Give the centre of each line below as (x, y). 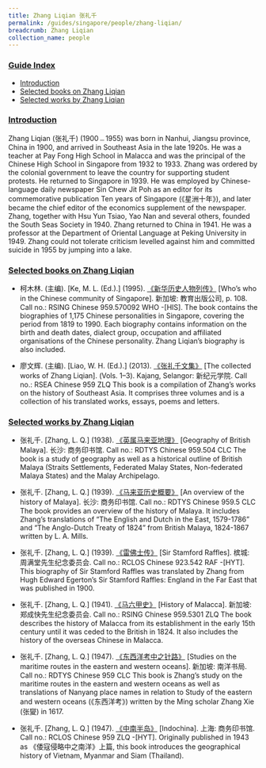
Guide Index (32, 66)
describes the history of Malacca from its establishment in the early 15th (137, 624)
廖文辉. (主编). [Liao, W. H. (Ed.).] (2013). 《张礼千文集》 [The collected (135, 366)
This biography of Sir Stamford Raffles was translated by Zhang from (132, 571)
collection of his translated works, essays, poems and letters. (120, 402)
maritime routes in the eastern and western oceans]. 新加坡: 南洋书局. (133, 667)
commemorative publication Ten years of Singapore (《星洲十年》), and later (130, 198)
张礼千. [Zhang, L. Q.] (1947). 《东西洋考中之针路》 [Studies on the (128, 657)
